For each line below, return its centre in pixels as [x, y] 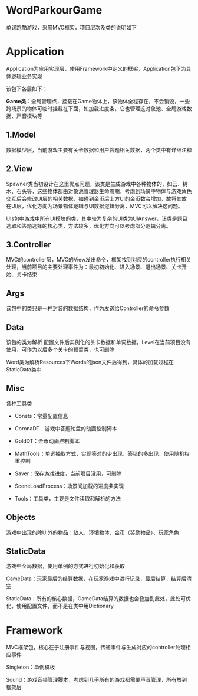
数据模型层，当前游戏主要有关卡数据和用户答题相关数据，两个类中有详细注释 [99, 150]
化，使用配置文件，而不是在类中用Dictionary [60, 606]
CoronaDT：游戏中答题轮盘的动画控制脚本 [66, 428]
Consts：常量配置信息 [41, 416]
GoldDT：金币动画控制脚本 [47, 441]
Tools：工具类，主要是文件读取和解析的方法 [68, 498]
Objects [21, 517]
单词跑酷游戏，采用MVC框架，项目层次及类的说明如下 [72, 27]
